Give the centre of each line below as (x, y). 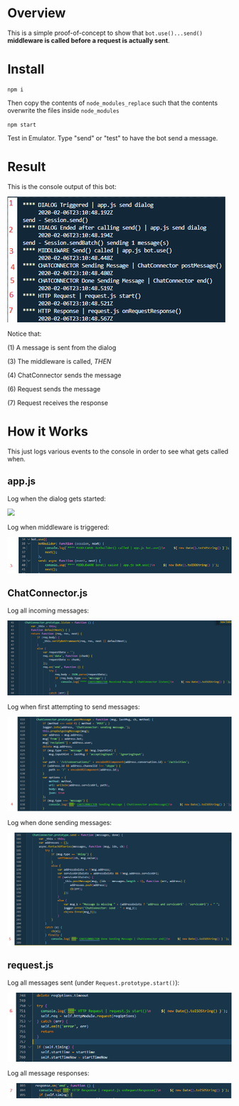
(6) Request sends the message (54, 389)
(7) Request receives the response (58, 403)
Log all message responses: (48, 1073)
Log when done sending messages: (60, 822)
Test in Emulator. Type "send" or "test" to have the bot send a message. (113, 138)
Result (27, 167)
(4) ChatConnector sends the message (65, 375)
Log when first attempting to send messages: (74, 707)
